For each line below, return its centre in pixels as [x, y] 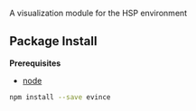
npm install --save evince [60, 97]
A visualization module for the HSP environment [98, 13]
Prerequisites [35, 63]
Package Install [53, 41]
